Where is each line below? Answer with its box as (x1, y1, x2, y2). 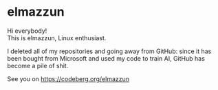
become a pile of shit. (7, 61, 69, 70)
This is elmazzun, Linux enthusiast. (7, 33, 107, 42)
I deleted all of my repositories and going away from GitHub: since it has (7, 47, 212, 55)
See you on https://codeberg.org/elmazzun (7, 74, 129, 82)
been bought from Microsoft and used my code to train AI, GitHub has (7, 54, 205, 62)
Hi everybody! (7, 27, 47, 35)
